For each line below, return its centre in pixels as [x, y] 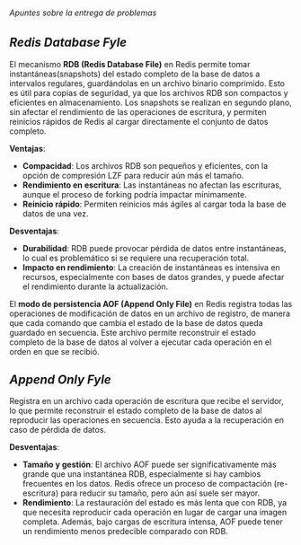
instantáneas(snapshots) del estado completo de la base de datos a [135, 74]
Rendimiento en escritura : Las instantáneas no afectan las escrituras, [152, 185]
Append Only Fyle [61, 380]
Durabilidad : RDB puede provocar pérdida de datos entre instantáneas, [154, 248]
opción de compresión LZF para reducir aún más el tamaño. [133, 175]
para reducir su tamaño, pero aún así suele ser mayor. [160, 493]
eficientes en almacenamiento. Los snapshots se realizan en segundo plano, [150, 102]
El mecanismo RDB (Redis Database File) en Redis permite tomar [130, 64]
